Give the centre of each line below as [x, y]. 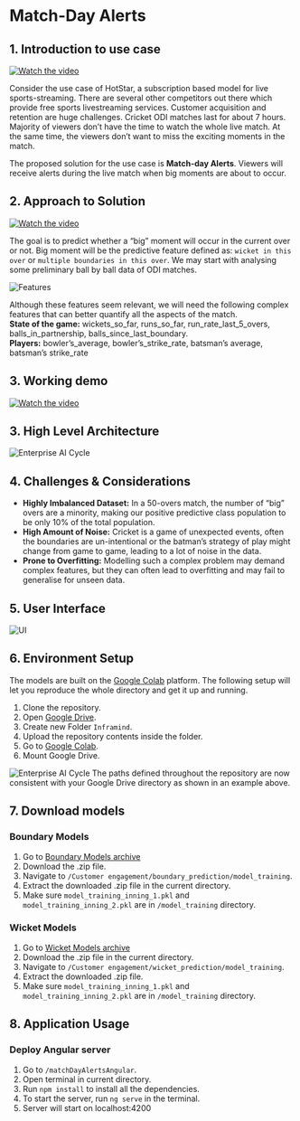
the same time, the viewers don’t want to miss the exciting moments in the [147, 136]
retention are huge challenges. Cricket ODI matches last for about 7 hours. [148, 117]
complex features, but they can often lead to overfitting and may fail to [154, 570]
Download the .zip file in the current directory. [108, 957]
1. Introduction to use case [85, 49]
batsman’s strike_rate [49, 353]
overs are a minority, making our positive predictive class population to [154, 513]
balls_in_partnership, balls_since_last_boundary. [99, 333]
